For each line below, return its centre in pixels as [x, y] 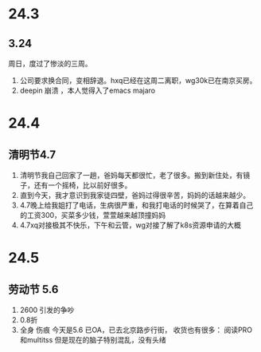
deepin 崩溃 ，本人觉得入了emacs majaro [88, 90]
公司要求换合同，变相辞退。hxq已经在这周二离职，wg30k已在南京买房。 [138, 80]
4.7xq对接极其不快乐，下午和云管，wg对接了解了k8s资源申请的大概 [130, 225]
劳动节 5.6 [33, 289]
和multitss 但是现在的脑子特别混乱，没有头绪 [93, 340]
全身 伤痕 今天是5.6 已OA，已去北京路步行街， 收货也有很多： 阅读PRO [136, 330]
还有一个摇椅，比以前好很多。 [83, 185]
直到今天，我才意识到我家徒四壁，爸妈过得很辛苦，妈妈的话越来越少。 [135, 195]
